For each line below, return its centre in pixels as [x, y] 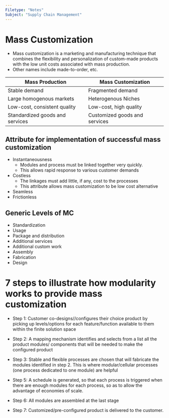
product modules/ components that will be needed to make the [78, 344]
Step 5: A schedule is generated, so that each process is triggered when [87, 380]
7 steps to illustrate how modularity [80, 283]
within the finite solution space [44, 329]
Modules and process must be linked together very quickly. [81, 165]
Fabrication [24, 257]
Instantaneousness [32, 160]
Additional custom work [37, 247]
